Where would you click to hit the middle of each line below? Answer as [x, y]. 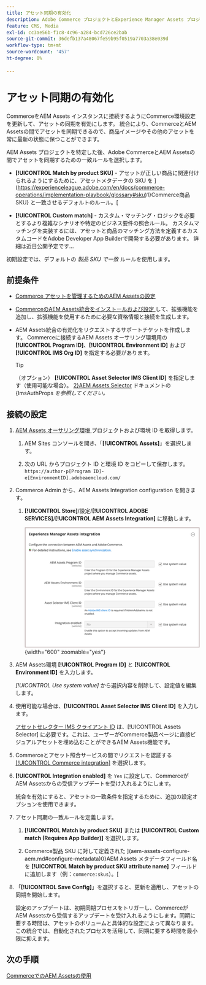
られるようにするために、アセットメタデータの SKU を [84, 180]
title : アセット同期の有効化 [39, 13]
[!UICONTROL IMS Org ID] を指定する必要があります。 [84, 353]
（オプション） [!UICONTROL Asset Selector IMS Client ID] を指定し [102, 378]
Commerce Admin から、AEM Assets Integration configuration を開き [103, 490]
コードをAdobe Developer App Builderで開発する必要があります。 [109, 238]
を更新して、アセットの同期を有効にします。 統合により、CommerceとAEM [101, 123]
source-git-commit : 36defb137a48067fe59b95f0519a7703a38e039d [87, 39]
